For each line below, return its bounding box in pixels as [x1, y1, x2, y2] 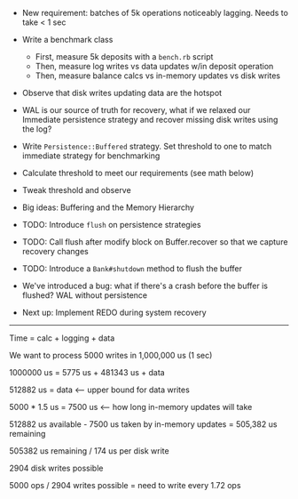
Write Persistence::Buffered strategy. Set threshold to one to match [21, 141, 272, 151]
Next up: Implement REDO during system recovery [21, 307, 207, 318]
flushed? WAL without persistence [21, 290, 148, 301]
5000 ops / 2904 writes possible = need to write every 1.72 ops [9, 480, 241, 490]
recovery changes [21, 246, 89, 256]
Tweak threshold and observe [21, 185, 131, 195]
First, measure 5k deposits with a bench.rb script [35, 52, 214, 61]
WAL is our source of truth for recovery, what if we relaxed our [21, 105, 251, 115]
